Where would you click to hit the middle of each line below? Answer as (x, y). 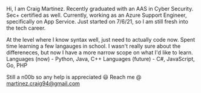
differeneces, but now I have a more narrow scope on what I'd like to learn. (100, 53)
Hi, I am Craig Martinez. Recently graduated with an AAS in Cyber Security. (100, 9)
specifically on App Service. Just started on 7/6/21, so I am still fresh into (97, 21)
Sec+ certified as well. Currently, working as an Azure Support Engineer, (97, 15)
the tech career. (26, 28)
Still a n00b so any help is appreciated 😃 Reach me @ (74, 77)
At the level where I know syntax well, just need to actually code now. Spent (101, 40)
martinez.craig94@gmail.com (43, 83)
